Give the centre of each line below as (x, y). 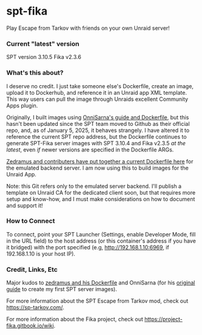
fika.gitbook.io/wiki (30, 326)
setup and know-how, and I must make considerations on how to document (101, 199)
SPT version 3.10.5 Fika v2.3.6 (44, 57)
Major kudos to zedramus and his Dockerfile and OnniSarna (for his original (101, 283)
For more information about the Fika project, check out (75, 319)
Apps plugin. (22, 105)
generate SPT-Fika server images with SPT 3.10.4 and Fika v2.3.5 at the (96, 143)
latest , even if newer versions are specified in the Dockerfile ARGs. (90, 150)
